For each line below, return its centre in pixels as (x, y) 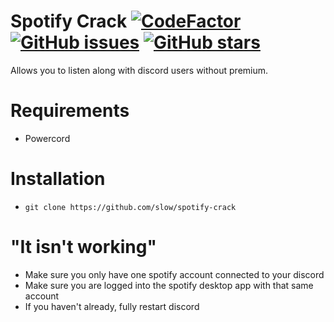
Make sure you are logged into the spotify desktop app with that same (169, 285)
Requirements (70, 111)
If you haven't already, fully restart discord (112, 306)
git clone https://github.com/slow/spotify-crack (130, 207)
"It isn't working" (83, 247)
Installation (58, 179)
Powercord (47, 138)
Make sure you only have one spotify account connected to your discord (174, 274)
